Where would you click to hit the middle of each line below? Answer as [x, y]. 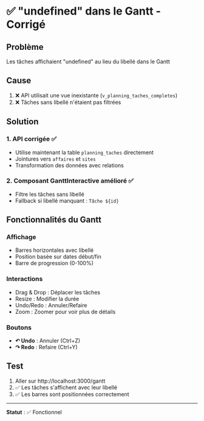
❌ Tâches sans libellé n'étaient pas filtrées [68, 102]
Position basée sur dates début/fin [58, 257]
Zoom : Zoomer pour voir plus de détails [65, 311]
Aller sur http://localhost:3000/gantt [60, 381]
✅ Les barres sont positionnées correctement [72, 394]
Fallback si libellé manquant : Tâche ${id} [67, 200]
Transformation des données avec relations [70, 165]
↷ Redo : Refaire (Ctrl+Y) [46, 347]
